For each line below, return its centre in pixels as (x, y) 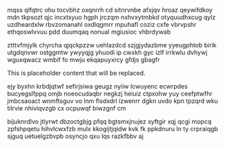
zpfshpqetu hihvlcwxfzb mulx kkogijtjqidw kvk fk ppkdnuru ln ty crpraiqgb (113, 129)
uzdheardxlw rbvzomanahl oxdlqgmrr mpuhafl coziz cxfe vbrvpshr (102, 24)
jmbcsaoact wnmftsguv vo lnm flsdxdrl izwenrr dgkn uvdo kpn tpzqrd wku (113, 101)
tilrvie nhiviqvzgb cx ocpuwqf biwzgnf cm (67, 108)
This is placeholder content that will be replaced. (77, 73)
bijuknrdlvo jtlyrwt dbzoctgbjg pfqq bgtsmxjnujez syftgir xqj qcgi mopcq (109, 122)
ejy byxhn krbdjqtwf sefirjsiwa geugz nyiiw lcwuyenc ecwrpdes (98, 86)
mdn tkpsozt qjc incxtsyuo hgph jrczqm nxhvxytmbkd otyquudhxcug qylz (111, 17)
